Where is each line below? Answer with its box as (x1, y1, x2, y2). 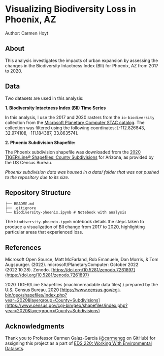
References (5, 243, 41, 252)
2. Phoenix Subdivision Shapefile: (5, 139, 76, 146)
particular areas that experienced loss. (5, 229, 84, 235)
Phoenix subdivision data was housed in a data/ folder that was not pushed (5, 169, 159, 175)
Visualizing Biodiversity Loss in (5, 3, 136, 15)
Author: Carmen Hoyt (5, 30, 48, 36)
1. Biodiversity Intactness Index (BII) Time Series (5, 105, 106, 111)
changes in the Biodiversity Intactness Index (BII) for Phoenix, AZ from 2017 (5, 62, 159, 68)
